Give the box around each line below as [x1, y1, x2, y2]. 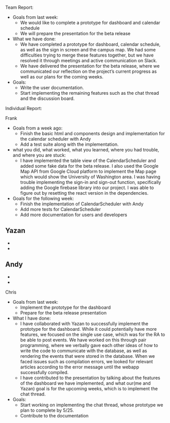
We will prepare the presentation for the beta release [20, 31, 131, 36]
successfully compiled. [20, 369, 69, 375]
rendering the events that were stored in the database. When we [20, 353, 155, 359]
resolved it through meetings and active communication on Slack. [20, 58, 157, 63]
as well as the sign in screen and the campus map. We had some [20, 47, 156, 52]
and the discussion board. [20, 95, 75, 101]
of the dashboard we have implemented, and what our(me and [20, 380, 151, 386]
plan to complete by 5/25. [20, 407, 74, 413]
